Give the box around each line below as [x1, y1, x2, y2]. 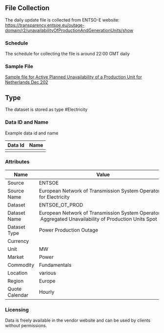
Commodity [7, 261, 35, 268]
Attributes [5, 158, 30, 165]
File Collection [5, 4, 50, 12]
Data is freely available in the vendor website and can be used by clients [5, 317, 150, 323]
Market [7, 254, 24, 260]
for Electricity [39, 193, 70, 200]
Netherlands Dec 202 [5, 79, 48, 85]
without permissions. [5, 323, 47, 329]
